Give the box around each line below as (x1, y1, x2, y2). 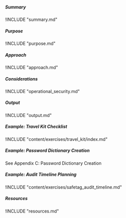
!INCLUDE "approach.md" (5, 64, 58, 70)
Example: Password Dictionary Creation (5, 147, 90, 154)
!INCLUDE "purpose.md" (5, 40, 56, 46)
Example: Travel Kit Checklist (5, 123, 67, 129)
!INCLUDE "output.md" (5, 112, 52, 118)
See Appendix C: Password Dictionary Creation (5, 160, 102, 166)
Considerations (5, 76, 38, 82)
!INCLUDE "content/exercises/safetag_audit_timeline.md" (5, 184, 123, 190)
